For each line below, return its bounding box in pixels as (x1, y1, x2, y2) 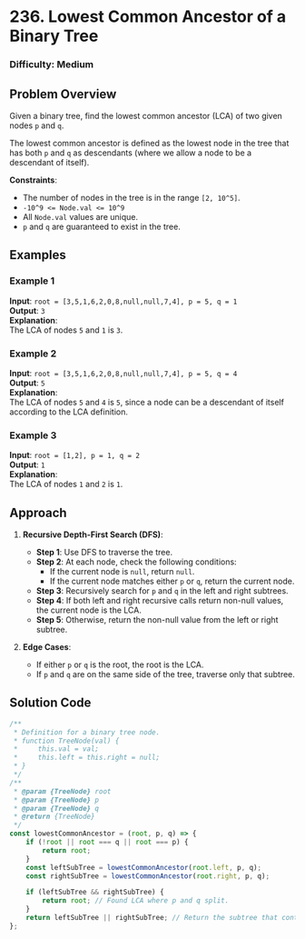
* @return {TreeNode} (13, 812, 95, 822)
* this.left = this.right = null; (13, 753, 161, 763)
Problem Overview (9, 86, 117, 102)
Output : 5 (9, 377, 45, 388)
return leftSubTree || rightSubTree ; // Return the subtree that (25, 914, 279, 923)
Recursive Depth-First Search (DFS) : (22, 529, 163, 540)
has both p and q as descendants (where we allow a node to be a (9, 147, 252, 158)
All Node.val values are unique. (22, 211, 139, 222)
